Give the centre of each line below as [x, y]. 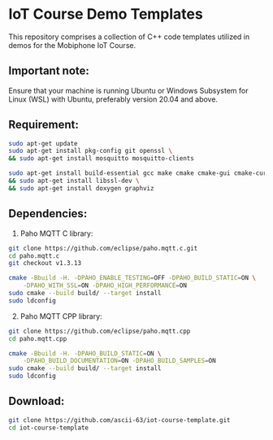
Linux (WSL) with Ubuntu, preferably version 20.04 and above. [113, 99]
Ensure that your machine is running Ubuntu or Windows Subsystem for [128, 90]
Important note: [49, 71]
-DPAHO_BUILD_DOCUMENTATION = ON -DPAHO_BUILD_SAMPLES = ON [120, 361]
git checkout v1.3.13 [45, 264]
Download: [37, 401]
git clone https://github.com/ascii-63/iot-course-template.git [119, 420]
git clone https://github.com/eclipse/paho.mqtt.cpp [100, 331]
